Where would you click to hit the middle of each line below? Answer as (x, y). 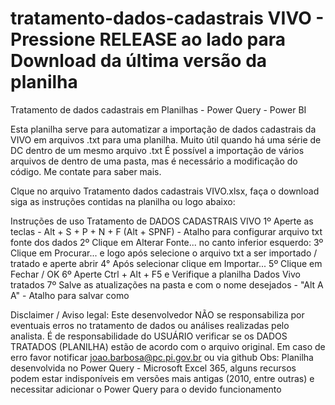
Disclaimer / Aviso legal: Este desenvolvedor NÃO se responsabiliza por (157, 314)
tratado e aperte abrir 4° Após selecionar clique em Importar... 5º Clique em (166, 263)
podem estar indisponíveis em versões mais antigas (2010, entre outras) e (162, 378)
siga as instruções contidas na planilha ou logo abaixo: (123, 201)
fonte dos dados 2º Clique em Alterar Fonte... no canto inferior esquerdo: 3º (167, 242)
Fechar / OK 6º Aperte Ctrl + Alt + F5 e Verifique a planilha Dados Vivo (155, 274)
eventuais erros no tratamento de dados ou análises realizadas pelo (150, 325)
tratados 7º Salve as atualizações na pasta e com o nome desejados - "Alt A (167, 284)
